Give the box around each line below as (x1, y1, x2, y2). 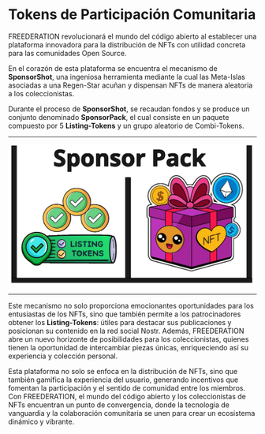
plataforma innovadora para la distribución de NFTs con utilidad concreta (8, 39, 246, 49)
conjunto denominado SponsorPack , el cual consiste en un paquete (8, 112, 230, 122)
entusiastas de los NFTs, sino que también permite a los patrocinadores (8, 309, 241, 319)
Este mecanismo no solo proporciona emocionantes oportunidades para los (8, 301, 255, 310)
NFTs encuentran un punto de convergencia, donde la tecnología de (8, 400, 230, 410)
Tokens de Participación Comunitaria (8, 6, 256, 24)
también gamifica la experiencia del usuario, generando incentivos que (8, 375, 239, 384)
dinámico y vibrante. (8, 417, 75, 426)
